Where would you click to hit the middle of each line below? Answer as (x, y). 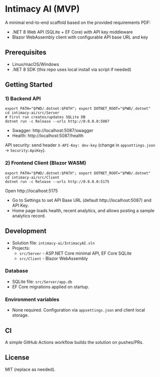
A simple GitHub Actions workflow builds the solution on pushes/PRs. (74, 342)
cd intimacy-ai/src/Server (32, 113)
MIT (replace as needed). (30, 369)
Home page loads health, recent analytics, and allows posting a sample (83, 210)
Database (16, 271)
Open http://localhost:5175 (32, 191)
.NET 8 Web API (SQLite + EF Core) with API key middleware (72, 32)
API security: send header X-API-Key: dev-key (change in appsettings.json (80, 145)
